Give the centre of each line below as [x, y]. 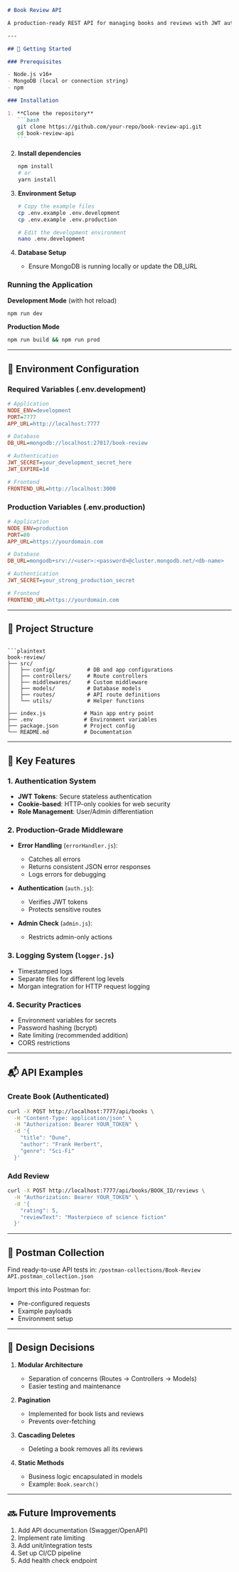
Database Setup [42, 253]
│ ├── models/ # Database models [74, 689]
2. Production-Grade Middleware [65, 830]
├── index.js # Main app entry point [81, 714]
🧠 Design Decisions [51, 1347]
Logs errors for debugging [67, 875]
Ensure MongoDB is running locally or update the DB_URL [113, 266]
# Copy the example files [56, 206]
